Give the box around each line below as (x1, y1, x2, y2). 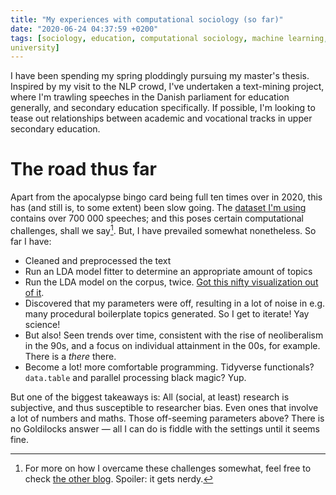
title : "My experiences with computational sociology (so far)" (10, 14, 284, 25)
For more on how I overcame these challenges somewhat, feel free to (24, 462, 312, 474)
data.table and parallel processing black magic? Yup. (24, 371, 247, 383)
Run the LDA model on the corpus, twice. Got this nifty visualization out (24, 276, 319, 288)
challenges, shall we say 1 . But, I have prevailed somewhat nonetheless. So (10, 223, 317, 236)
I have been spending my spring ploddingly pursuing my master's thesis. (10, 70, 310, 82)
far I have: (10, 235, 52, 247)
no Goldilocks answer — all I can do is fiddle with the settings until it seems (10, 422, 320, 435)
